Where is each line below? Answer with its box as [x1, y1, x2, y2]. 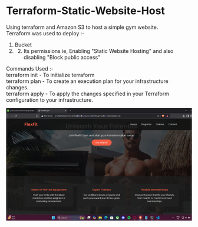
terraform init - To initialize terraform [6, 71, 95, 78]
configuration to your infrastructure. [6, 96, 93, 104]
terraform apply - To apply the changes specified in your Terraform [6, 90, 170, 97]
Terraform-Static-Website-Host [6, 4, 165, 18]
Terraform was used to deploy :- [6, 29, 85, 36]
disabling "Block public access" [23, 54, 101, 61]
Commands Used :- [6, 65, 54, 72]
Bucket [14, 41, 32, 48]
